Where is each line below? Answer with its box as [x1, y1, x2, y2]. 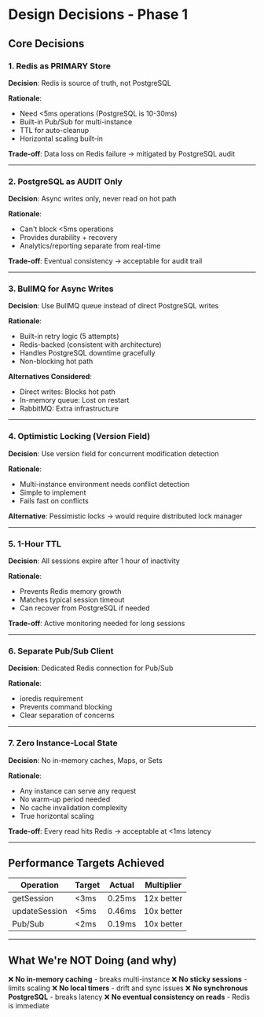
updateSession [12, 906, 68, 917]
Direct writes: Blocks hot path [19, 387, 115, 396]
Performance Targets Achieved [8, 857, 165, 870]
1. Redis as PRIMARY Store [8, 61, 112, 72]
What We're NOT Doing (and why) [8, 953, 178, 967]
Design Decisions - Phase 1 [8, 6, 189, 24]
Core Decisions [8, 37, 85, 50]
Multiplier [145, 879, 182, 890]
